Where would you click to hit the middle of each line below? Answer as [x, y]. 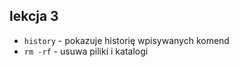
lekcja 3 [34, 16]
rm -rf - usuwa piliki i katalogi [86, 51]
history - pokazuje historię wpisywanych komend [126, 40]
